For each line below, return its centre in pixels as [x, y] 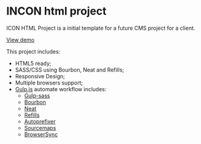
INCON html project [56, 11]
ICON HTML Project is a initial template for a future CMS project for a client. [101, 28]
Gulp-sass [37, 95]
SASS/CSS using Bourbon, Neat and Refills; [70, 70]
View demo [20, 39]
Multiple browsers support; [49, 83]
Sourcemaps [40, 128]
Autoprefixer [40, 121]
